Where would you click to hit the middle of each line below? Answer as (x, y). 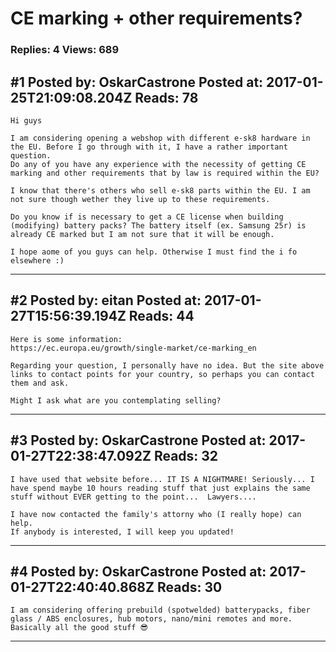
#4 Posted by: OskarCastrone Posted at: (138, 571)
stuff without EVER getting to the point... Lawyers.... (133, 497)
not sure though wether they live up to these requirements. (140, 199)
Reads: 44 (161, 316)
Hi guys (26, 120)
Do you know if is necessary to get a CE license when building (147, 217)
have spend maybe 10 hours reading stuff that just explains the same (160, 488)
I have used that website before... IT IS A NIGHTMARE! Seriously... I (162, 479)
